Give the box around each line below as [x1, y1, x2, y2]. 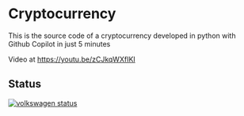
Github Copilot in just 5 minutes [8, 39, 111, 48]
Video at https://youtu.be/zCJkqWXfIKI [8, 54, 136, 64]
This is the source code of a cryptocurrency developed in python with [8, 31, 236, 40]
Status [8, 77, 42, 91]
